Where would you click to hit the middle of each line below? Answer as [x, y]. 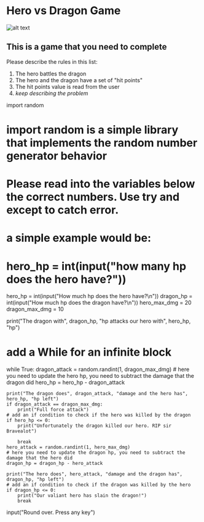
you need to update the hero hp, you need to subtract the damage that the [100, 376]
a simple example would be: [79, 238]
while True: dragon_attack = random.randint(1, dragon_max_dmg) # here [98, 369]
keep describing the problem [52, 93]
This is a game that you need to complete [87, 47]
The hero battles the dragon [51, 74]
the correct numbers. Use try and [93, 197]
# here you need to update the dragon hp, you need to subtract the [96, 453]
